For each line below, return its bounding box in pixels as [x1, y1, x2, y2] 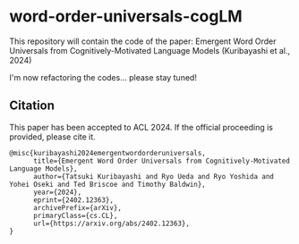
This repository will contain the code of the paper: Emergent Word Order [9, 36, 277, 46]
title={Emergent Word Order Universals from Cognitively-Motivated [32, 156, 291, 165]
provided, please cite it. [9, 131, 96, 142]
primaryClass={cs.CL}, [32, 211, 118, 220]
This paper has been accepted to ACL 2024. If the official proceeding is [9, 122, 273, 132]
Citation [9, 98, 56, 114]
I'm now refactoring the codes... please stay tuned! [9, 72, 197, 82]
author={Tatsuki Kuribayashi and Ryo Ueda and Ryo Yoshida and [32, 172, 275, 181]
